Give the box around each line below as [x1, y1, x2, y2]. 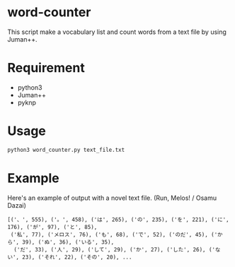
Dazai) [7, 201, 27, 209]
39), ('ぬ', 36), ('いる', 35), [22, 238, 115, 246]
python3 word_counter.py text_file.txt [7, 146, 125, 153]
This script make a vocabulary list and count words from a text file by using [7, 28, 227, 36]
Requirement [7, 60, 85, 76]
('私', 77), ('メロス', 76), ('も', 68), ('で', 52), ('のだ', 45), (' [10, 231, 218, 238]
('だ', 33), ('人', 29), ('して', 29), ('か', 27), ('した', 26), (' [13, 246, 216, 253]
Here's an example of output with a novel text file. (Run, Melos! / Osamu [7, 194, 217, 202]
